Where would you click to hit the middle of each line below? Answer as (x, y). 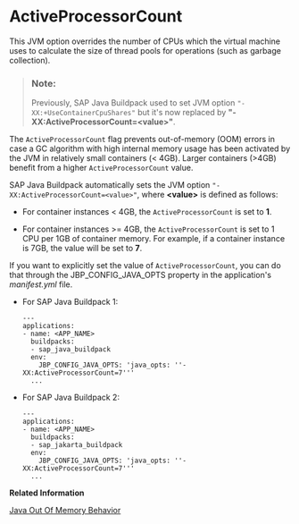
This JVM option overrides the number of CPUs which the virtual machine (145, 41)
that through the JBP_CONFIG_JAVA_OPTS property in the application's (141, 275)
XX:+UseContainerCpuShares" (83, 114)
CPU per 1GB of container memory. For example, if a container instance (154, 239)
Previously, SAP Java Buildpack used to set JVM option (133, 103)
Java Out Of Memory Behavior (65, 511)
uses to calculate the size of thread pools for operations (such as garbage (145, 50)
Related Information (47, 493)
